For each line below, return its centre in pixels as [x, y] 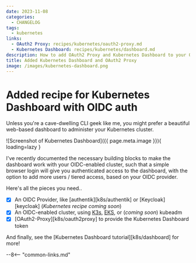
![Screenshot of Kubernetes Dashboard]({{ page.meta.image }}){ [84, 141]
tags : [13, 28]
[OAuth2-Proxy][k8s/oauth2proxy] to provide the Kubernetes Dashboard [102, 219]
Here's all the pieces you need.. [44, 188]
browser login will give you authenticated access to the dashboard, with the [97, 171]
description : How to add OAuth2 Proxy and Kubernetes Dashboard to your [96, 55]
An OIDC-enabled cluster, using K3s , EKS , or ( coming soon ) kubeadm [98, 212]
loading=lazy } [23, 147]
